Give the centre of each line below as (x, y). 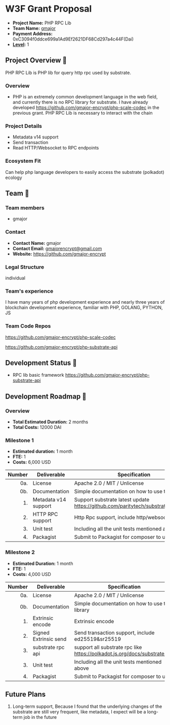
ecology (14, 177)
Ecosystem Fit (23, 161)
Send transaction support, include (114, 633)
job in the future (40, 717)
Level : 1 (21, 44)
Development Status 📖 (41, 363)
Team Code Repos (28, 326)
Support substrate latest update (112, 500)
